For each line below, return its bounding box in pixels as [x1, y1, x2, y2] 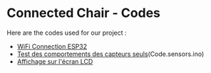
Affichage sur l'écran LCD [16, 57, 93, 65]
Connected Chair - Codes [6, 5, 161, 21]
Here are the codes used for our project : [6, 28, 127, 37]
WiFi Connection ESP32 [16, 42, 87, 50]
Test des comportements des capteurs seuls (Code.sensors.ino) [16, 50, 205, 58]
